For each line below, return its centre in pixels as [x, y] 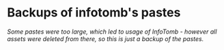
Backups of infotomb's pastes [94, 13]
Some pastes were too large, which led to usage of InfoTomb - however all [112, 32]
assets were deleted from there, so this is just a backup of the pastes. [106, 38]
